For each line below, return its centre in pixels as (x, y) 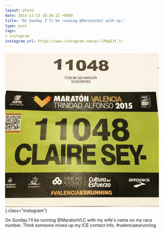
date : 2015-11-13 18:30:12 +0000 (39, 15)
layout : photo (20, 10)
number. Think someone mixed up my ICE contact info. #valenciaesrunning (81, 225)
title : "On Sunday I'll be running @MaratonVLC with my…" (65, 21)
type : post (16, 26)
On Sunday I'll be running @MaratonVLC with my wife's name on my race (79, 220)
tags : (10, 31)
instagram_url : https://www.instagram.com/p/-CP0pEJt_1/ (64, 42)
